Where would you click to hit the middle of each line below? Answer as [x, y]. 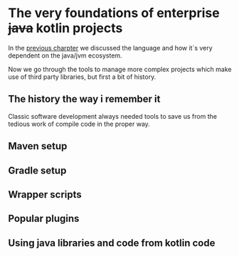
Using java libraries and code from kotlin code [112, 243]
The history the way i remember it [84, 99]
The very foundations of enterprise [114, 13]
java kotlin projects [65, 28]
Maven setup [38, 146]
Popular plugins [44, 219]
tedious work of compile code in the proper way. [79, 124]
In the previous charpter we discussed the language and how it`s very [110, 48]
